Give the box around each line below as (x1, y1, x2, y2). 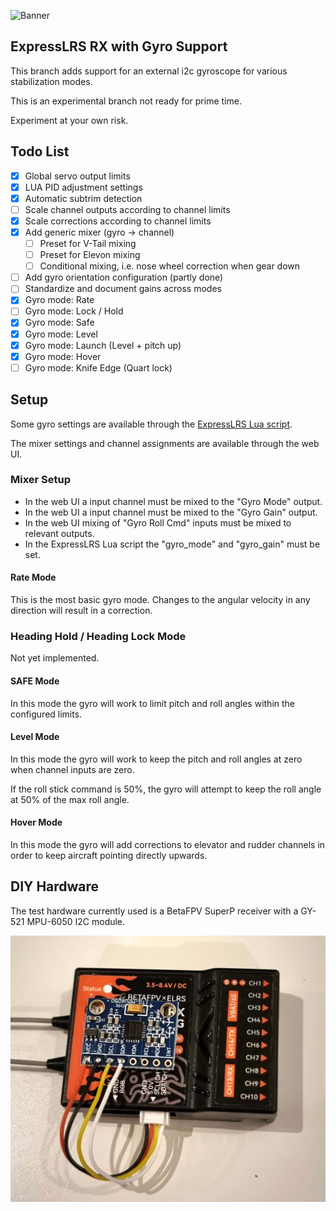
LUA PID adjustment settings (24, 181, 143, 193)
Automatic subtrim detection (24, 192, 143, 204)
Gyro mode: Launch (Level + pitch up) (24, 339, 182, 351)
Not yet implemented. (10, 652, 100, 664)
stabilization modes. (10, 75, 93, 87)
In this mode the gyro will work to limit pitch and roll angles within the (10, 697, 295, 709)
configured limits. (10, 708, 83, 720)
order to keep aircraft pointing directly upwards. (10, 849, 208, 861)
